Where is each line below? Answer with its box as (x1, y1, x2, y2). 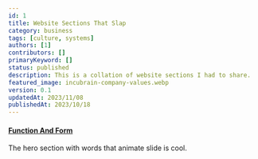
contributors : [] (8, 49, 66, 57)
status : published (8, 64, 69, 72)
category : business (8, 26, 73, 34)
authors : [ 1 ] (8, 42, 52, 50)
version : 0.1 (8, 85, 52, 94)
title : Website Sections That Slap (8, 19, 127, 27)
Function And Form (8, 125, 73, 135)
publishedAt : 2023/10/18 (8, 101, 91, 109)
